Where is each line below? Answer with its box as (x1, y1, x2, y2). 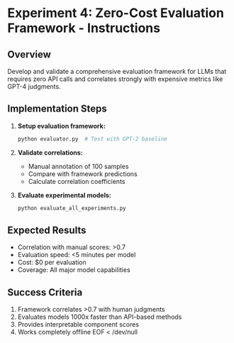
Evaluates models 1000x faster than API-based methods (17, 312, 182, 321)
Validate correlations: (17, 148, 83, 157)
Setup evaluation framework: (17, 121, 106, 130)
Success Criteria (7, 286, 83, 298)
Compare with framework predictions (28, 169, 138, 178)
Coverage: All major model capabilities (17, 266, 130, 274)
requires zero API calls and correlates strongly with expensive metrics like (7, 75, 223, 83)
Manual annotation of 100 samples (28, 162, 129, 170)
